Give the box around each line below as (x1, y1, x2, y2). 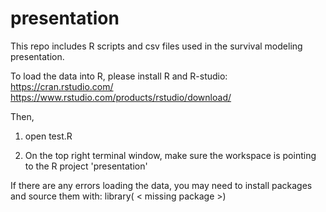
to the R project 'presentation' (24, 160, 148, 172)
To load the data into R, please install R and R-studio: (10, 70, 228, 82)
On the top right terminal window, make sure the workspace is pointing (24, 149, 317, 161)
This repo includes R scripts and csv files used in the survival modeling (10, 40, 303, 52)
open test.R (24, 130, 73, 142)
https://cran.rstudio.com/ (10, 80, 114, 92)
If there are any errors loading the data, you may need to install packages (10, 179, 313, 191)
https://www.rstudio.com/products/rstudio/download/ (10, 91, 232, 103)
